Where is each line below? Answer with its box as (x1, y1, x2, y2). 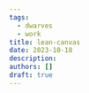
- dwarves (17, 21, 53, 30)
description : (9, 54, 57, 63)
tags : (9, 12, 29, 22)
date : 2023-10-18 (9, 46, 73, 55)
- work (17, 29, 41, 38)
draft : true (9, 71, 53, 80)
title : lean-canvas (9, 37, 81, 47)
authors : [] (9, 63, 53, 72)
